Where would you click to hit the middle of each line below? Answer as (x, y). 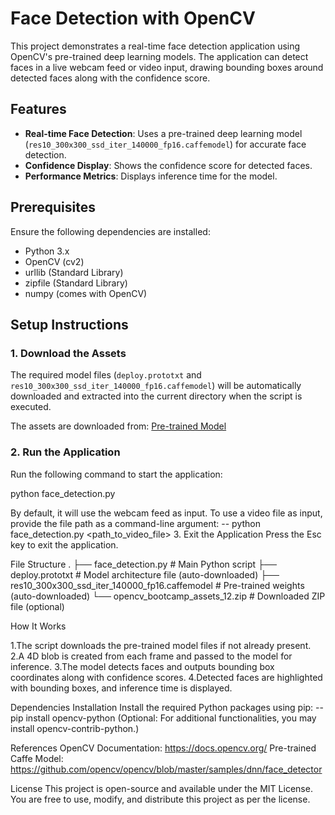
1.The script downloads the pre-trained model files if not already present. (161, 645)
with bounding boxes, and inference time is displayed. (121, 688)
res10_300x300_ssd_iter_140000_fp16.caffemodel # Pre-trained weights (157, 585)
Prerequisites (53, 207)
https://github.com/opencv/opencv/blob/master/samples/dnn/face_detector (166, 769)
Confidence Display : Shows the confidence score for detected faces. (168, 165)
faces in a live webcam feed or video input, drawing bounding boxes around (167, 67)
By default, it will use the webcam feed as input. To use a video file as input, (166, 513)
